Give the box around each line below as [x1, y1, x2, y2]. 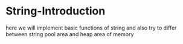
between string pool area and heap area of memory [5, 30, 134, 37]
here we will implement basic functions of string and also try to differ [5, 24, 177, 31]
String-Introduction [5, 4, 106, 18]
